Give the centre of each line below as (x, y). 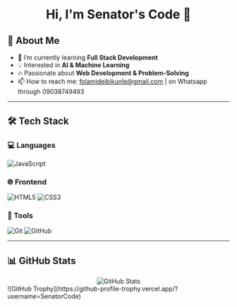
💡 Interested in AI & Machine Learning (73, 65)
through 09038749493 (51, 92)
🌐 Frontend (27, 182)
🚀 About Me (34, 41)
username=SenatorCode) (44, 296)
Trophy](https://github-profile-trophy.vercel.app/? (105, 289)
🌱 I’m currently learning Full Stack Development (88, 57)
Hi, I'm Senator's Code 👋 (119, 15)
